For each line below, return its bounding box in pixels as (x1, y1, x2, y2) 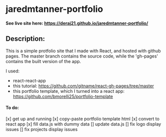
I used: (5, 68, 20, 74)
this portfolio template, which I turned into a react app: (12, 88, 125, 94)
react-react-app (12, 77, 46, 83)
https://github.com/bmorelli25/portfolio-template (12, 93, 114, 99)
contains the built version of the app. (5, 58, 81, 64)
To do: (5, 105, 19, 111)
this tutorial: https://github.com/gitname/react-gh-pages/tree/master (12, 83, 154, 89)
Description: (5, 35, 45, 43)
